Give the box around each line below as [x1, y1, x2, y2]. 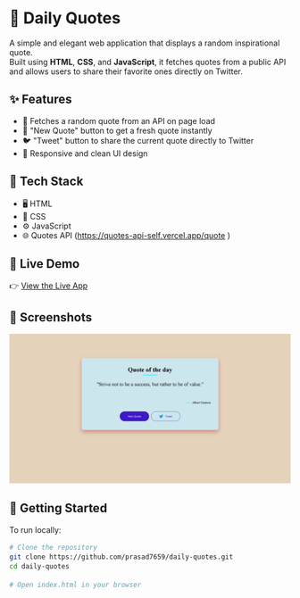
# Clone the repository [9, 543, 98, 552]
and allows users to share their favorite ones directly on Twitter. [9, 66, 244, 77]
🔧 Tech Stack [9, 174, 84, 189]
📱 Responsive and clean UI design [21, 147, 148, 159]
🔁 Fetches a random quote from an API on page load [21, 115, 216, 126]
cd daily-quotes [9, 561, 70, 570]
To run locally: [9, 524, 62, 535]
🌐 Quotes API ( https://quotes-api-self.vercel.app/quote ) [21, 229, 230, 240]
